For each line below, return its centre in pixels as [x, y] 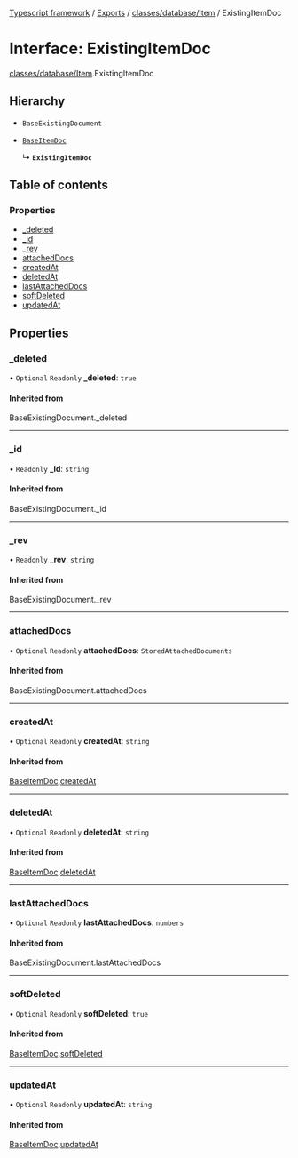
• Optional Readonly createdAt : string [79, 741]
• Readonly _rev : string [52, 560]
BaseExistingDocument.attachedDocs [78, 690]
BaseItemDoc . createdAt [53, 781]
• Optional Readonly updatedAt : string [81, 1105]
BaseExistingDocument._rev [60, 600]
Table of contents [59, 185]
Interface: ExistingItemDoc [110, 49]
